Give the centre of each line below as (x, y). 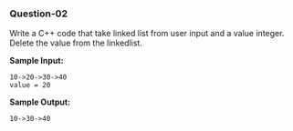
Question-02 (39, 14)
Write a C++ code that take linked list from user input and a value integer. (147, 34)
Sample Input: (37, 61)
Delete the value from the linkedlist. (76, 43)
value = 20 (30, 86)
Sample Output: (40, 102)
